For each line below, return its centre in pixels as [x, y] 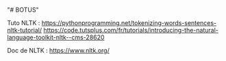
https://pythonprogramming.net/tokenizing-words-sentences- [129, 23]
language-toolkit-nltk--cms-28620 [56, 37]
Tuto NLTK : [24, 23]
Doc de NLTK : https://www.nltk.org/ [58, 50]
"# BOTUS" [23, 10]
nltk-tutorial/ [25, 30]
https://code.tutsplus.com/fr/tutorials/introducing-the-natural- [131, 30]
